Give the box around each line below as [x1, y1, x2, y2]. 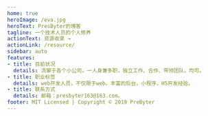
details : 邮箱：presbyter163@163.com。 [13, 93, 124, 100]
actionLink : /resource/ [7, 42, 76, 48]
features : [7, 55, 36, 61]
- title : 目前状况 [7, 61, 56, 68]
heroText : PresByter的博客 [7, 23, 81, 29]
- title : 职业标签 [7, 73, 56, 81]
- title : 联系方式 [7, 86, 56, 93]
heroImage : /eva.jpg [7, 16, 67, 23]
